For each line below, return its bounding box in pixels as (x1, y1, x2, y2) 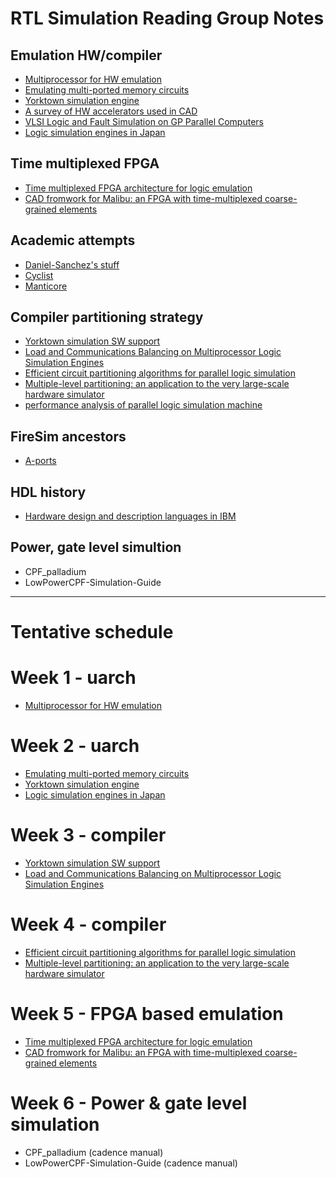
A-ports (24, 455, 57, 467)
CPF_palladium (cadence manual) (24, 1146, 164, 1158)
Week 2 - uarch (10, 735, 140, 757)
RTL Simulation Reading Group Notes (10, 7, 325, 30)
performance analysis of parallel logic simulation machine (24, 399, 263, 411)
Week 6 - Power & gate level (10, 1092, 248, 1114)
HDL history (10, 483, 87, 501)
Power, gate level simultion (10, 539, 182, 556)
